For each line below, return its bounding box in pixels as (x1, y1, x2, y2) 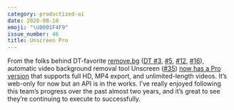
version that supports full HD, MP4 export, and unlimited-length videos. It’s (7, 72, 227, 81)
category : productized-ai (7, 10, 84, 18)
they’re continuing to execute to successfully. (7, 94, 141, 104)
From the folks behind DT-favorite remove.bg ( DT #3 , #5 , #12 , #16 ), (7, 56, 205, 65)
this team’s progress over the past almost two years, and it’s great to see (7, 87, 220, 96)
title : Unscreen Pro (7, 37, 69, 44)
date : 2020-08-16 (7, 17, 59, 24)
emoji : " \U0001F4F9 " (7, 24, 69, 31)
